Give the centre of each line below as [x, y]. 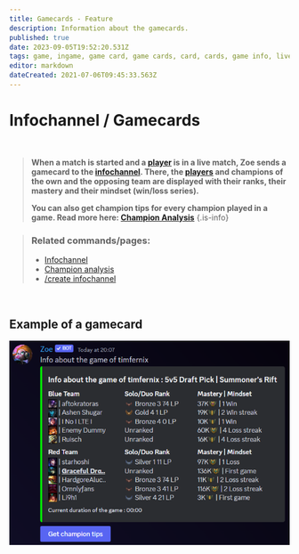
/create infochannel [80, 279]
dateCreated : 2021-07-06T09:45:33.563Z [83, 76]
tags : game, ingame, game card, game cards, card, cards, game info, [141, 57]
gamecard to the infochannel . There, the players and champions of [157, 171]
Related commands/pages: [91, 240]
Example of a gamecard [76, 324]
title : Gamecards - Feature [61, 19]
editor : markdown [41, 66]
